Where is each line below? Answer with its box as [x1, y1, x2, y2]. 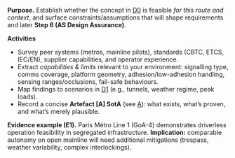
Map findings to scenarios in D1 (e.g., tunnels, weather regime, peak [17, 85, 215, 93]
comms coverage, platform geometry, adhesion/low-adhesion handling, [17, 70, 225, 78]
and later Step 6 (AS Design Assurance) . [7, 21, 126, 29]
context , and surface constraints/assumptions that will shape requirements [7, 13, 224, 22]
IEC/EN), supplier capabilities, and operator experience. [17, 55, 179, 64]
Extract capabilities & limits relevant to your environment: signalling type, [17, 63, 229, 71]
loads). [17, 92, 38, 101]
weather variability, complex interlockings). [7, 143, 132, 151]
